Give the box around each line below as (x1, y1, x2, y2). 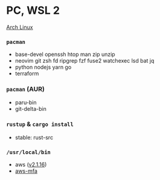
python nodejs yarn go (14, 64, 72, 71)
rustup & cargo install (6, 120, 74, 128)
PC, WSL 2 (6, 4, 60, 17)
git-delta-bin (14, 105, 47, 112)
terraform (14, 70, 39, 77)
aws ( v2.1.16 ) (14, 161, 47, 169)
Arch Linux (6, 23, 33, 31)
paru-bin (14, 99, 37, 106)
